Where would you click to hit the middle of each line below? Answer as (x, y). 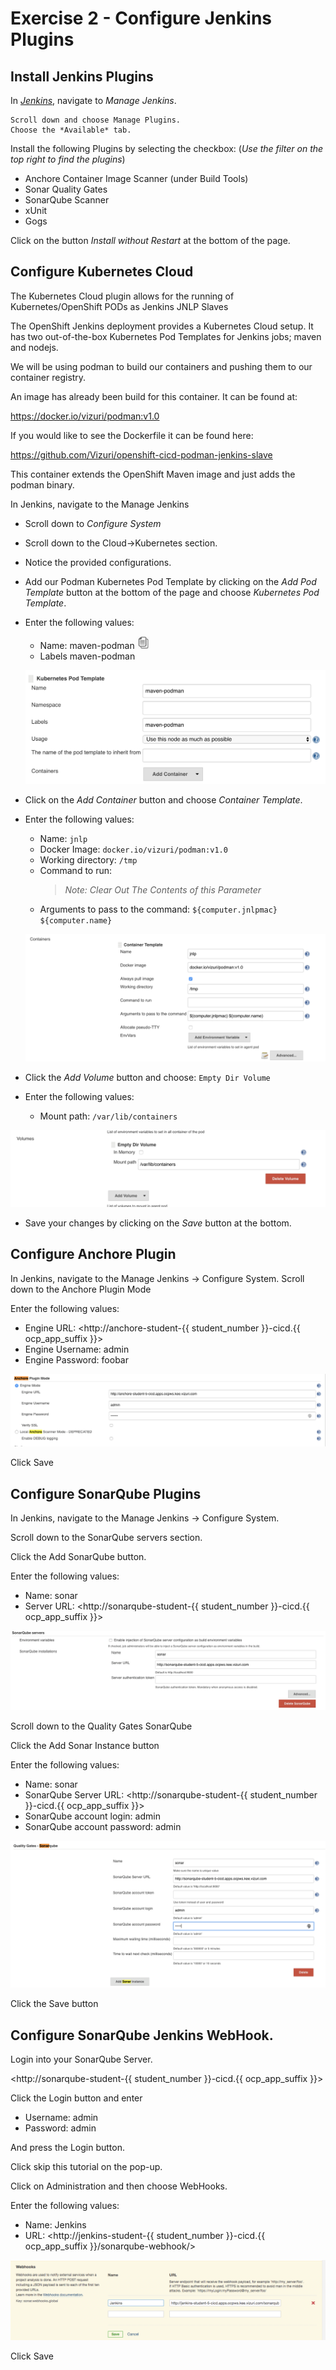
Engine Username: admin (77, 1349)
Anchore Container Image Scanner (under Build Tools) (136, 178)
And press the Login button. (67, 2148)
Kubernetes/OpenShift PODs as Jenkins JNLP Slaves (119, 306)
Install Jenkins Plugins (82, 76)
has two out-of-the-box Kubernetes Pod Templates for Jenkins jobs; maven (166, 336)
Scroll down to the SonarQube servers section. (106, 1538)
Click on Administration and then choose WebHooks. (119, 2186)
